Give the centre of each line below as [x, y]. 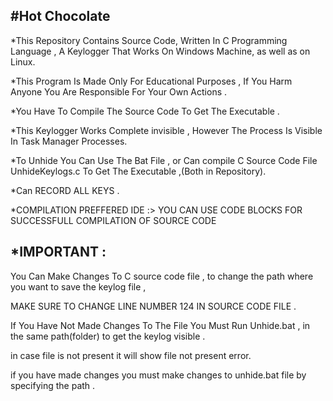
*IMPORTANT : [58, 252]
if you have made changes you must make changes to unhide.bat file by [158, 375]
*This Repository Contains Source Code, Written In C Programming [149, 40]
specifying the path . [53, 385]
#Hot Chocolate [60, 16]
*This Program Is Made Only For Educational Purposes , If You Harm [151, 81]
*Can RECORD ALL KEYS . [65, 190]
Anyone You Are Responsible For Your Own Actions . [119, 91]
